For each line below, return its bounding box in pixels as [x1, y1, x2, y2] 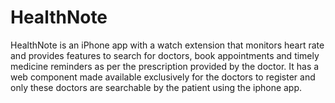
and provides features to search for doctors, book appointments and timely [10, 49, 320, 61]
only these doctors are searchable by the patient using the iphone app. [10, 81, 303, 93]
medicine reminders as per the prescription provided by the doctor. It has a [10, 60, 320, 72]
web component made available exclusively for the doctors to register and [10, 71, 316, 83]
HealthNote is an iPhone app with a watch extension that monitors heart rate [10, 39, 325, 51]
